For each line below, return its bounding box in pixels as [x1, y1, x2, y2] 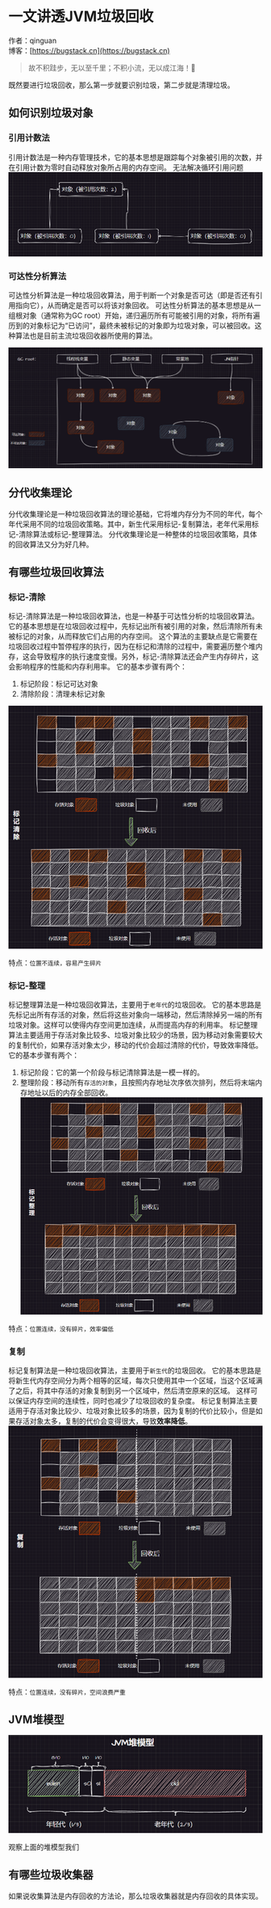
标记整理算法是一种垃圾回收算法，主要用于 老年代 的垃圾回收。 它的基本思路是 [8, 1000, 262, 1010]
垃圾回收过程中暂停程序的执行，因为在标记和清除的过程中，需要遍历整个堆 [8, 642, 256, 652]
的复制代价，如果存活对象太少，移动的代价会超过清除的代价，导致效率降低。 [8, 1041, 263, 1050]
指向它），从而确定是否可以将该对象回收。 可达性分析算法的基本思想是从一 [15, 301, 261, 310]
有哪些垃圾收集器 [8, 1868, 94, 1882]
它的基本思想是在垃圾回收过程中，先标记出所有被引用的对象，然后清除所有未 [8, 622, 263, 631]
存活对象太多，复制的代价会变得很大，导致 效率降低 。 [15, 1416, 192, 1426]
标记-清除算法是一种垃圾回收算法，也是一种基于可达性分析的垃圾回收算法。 [8, 611, 260, 621]
